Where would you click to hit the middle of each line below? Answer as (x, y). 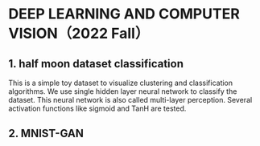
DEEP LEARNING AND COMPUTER (124, 14)
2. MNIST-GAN (46, 134)
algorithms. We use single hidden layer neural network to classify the (123, 91)
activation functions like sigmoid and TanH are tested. (97, 108)
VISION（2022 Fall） (79, 34)
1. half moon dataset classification (96, 64)
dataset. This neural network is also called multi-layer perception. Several (130, 100)
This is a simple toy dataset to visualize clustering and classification (121, 83)
